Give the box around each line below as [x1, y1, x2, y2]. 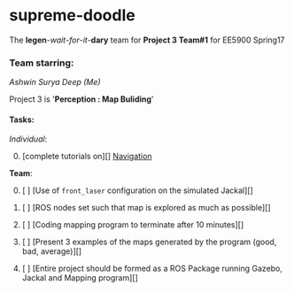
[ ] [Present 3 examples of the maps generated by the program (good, [21, 236, 277, 248]
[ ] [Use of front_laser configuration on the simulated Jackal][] [21, 185, 254, 196]
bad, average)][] [21, 246, 82, 257]
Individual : [9, 134, 48, 144]
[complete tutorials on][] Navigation [21, 151, 152, 162]
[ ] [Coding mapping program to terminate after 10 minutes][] [21, 219, 244, 230]
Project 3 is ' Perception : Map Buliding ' [9, 94, 154, 104]
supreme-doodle [9, 5, 135, 26]
